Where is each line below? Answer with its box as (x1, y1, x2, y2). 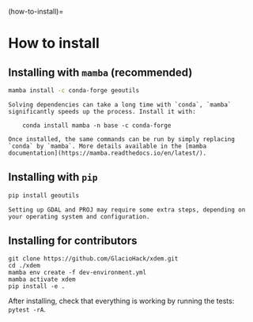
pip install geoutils (8, 191, 80, 200)
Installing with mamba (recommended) (8, 66, 193, 79)
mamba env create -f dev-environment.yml (8, 268, 147, 277)
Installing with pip (8, 170, 98, 184)
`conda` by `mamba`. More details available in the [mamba (8, 142, 207, 150)
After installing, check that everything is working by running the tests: (8, 296, 235, 306)
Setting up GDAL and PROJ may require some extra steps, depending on (8, 205, 246, 214)
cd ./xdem (8, 262, 41, 270)
